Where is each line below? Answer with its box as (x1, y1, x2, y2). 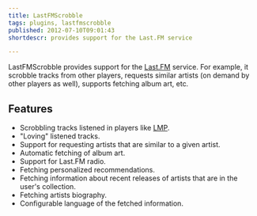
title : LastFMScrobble (8, 11, 83, 20)
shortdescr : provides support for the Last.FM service (8, 33, 193, 42)
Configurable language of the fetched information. (19, 199, 184, 208)
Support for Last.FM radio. (19, 157, 107, 166)
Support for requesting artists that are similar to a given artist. (19, 140, 221, 150)
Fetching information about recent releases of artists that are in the (19, 173, 238, 183)
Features (8, 102, 53, 116)
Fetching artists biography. (19, 191, 108, 200)
